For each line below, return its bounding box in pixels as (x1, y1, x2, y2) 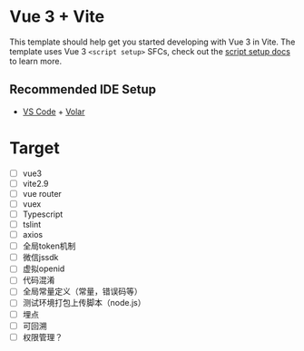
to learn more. (9, 55, 62, 66)
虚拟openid (22, 263, 65, 274)
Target (9, 138, 61, 158)
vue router (22, 188, 62, 199)
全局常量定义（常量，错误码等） (22, 286, 142, 297)
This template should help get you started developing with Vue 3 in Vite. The (9, 36, 296, 47)
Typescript (22, 209, 64, 219)
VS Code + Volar (22, 106, 85, 117)
